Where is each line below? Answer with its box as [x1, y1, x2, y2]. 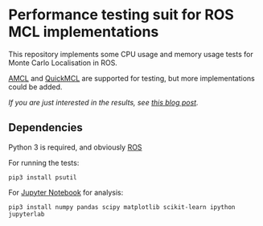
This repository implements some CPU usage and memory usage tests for [8, 49, 253, 59]
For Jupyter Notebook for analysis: [8, 187, 124, 197]
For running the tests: [8, 158, 80, 167]
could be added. [8, 82, 63, 92]
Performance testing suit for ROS [8, 6, 235, 24]
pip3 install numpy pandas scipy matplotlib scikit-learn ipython [8, 203, 236, 211]
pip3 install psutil [8, 173, 78, 182]
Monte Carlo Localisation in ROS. [8, 58, 118, 68]
